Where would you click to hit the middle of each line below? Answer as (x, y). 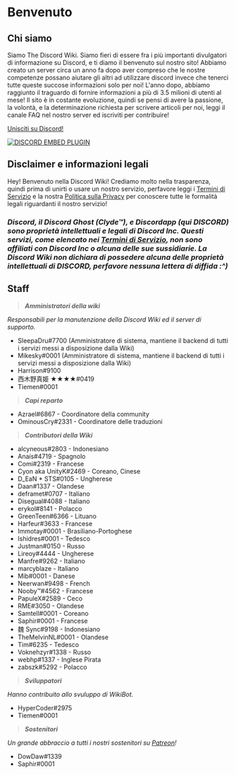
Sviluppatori (43, 681)
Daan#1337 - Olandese (51, 486)
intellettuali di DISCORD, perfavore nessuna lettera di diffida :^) (118, 266)
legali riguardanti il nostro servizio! (57, 203)
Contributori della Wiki (58, 435)
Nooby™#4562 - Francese (55, 591)
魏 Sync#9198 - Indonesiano (59, 629)
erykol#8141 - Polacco (50, 508)
